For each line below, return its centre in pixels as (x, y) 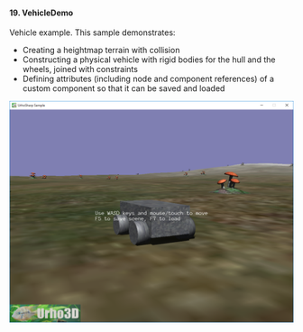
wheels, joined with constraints (80, 69)
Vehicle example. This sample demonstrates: (92, 32)
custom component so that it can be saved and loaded (124, 88)
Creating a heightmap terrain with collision (101, 51)
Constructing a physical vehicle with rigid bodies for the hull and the (149, 60)
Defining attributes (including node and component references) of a (148, 79)
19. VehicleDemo (41, 13)
